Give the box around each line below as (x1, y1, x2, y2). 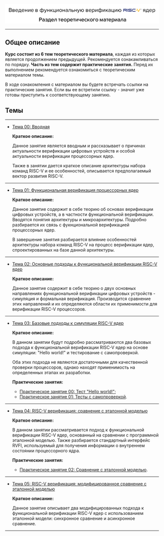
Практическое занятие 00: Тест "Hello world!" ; (19, 389, 116, 395)
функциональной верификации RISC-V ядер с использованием (12, 510, 144, 516)
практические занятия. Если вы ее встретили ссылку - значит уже (5, 87, 144, 93)
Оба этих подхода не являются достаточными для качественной (12, 359, 148, 365)
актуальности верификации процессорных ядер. (12, 153, 115, 159)
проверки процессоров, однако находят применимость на (12, 364, 135, 370)
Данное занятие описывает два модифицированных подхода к (12, 505, 144, 511)
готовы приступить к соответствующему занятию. (5, 92, 111, 98)
